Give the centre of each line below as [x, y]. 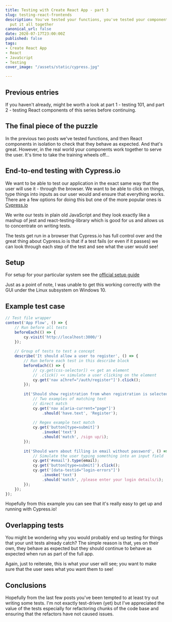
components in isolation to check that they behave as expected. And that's [84, 144]
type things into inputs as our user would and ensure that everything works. [85, 194]
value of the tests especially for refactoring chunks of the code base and [82, 609]
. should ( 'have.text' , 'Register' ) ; [80, 413]
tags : [11, 43]
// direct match [50, 404]
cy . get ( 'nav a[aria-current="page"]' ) [74, 408]
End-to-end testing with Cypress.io [63, 171]
